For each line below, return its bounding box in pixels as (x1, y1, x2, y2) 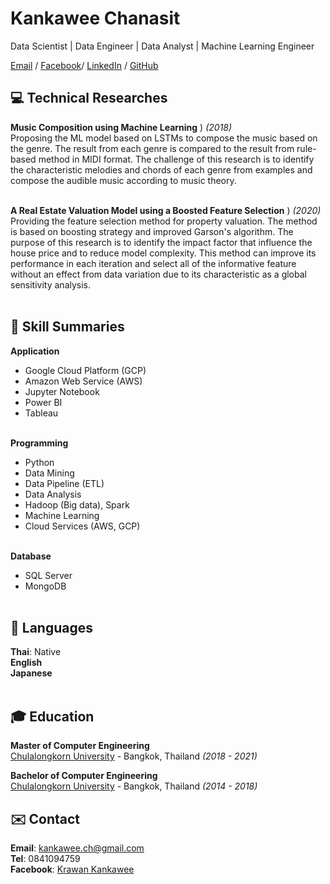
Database (10, 550, 52, 562)
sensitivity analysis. (10, 278, 92, 291)
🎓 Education (10, 708, 95, 725)
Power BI (24, 396, 63, 408)
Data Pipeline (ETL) (24, 477, 105, 489)
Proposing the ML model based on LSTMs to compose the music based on (10, 132, 318, 144)
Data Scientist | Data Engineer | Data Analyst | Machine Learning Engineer (10, 40, 315, 52)
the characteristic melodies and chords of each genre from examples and (10, 163, 313, 176)
